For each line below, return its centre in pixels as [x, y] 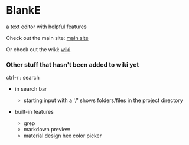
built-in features [34, 112]
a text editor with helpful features [46, 27]
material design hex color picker [63, 136]
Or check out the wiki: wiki [38, 49]
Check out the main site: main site [47, 38]
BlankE [24, 10]
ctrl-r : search [23, 78]
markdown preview [47, 130]
